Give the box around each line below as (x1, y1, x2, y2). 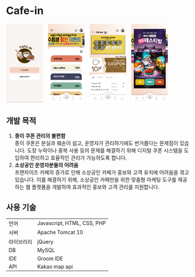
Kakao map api (37, 263, 73, 270)
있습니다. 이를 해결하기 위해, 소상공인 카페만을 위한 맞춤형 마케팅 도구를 (14, 176, 177, 183)
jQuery (37, 238, 54, 245)
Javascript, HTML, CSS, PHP (37, 220, 106, 227)
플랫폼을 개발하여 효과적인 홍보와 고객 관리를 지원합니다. (32, 183, 159, 191)
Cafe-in (6, 4, 44, 18)
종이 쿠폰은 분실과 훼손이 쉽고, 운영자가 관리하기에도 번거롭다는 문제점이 (14, 140, 179, 147)
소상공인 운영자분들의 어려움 (14, 162, 79, 169)
